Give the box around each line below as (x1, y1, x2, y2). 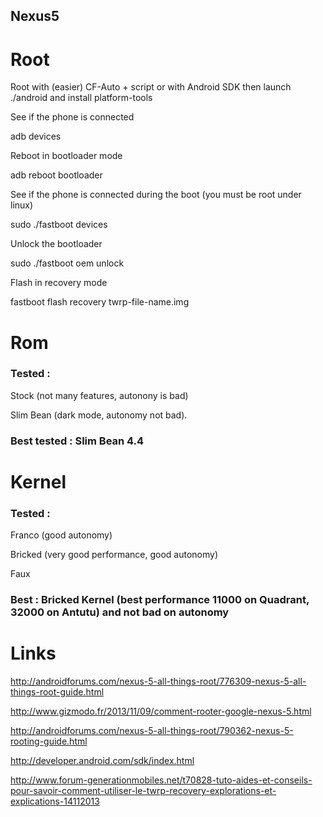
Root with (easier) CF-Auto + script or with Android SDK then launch (10, 81, 292, 93)
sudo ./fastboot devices (10, 219, 108, 231)
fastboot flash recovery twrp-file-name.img (10, 296, 190, 308)
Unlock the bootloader (10, 238, 103, 250)
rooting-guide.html (10, 735, 88, 748)
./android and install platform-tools (10, 92, 153, 104)
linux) (10, 199, 34, 211)
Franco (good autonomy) (10, 529, 113, 541)
